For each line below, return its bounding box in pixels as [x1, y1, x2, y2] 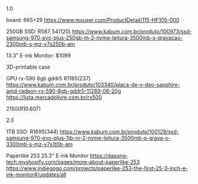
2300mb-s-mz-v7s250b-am [6, 41, 75, 47]
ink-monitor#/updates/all [6, 171, 67, 178]
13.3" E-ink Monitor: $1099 [6, 52, 71, 59]
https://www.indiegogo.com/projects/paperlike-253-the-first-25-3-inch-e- [6, 165, 188, 172]
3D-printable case [6, 63, 50, 70]
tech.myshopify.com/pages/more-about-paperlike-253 [6, 159, 140, 165]
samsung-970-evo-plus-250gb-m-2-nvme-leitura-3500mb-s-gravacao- [6, 34, 183, 41]
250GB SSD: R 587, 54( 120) [6, 28, 71, 35]
